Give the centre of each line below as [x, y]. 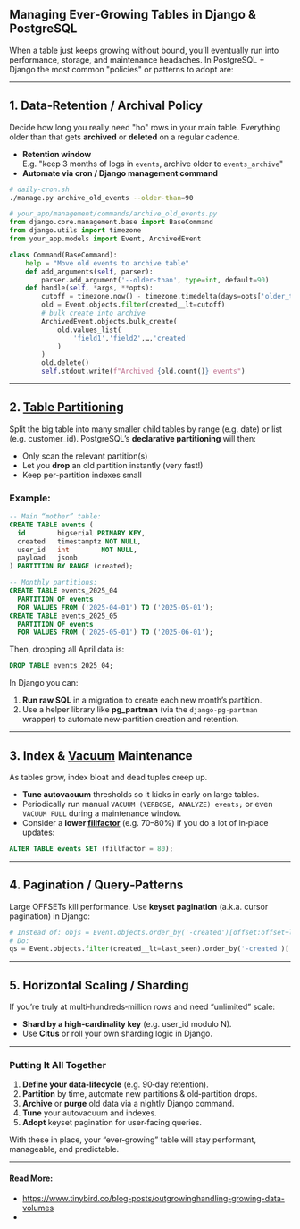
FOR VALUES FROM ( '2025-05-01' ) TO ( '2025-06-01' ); [116, 632]
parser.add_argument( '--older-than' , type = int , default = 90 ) [155, 280]
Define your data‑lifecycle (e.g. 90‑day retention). [116, 1084]
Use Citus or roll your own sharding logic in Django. [117, 1034]
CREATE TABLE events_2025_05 [63, 616]
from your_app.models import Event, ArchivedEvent [105, 239]
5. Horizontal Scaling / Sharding [99, 985]
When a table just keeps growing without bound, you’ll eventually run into [144, 50]
